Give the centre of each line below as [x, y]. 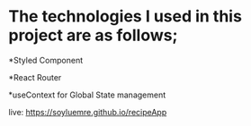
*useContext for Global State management [87, 95]
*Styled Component [46, 60]
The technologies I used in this [125, 17]
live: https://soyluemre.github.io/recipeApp [88, 112]
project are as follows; [93, 35]
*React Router [35, 77]
